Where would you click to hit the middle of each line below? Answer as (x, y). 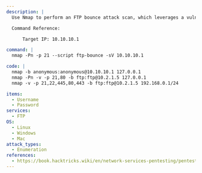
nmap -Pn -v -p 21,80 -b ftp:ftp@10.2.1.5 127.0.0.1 (79, 77)
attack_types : (24, 144)
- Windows (24, 133)
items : (14, 94)
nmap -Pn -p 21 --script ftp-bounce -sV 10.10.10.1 (78, 56)
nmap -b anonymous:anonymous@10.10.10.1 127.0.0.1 (76, 72)
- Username (25, 100)
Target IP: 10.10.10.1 (50, 39)
